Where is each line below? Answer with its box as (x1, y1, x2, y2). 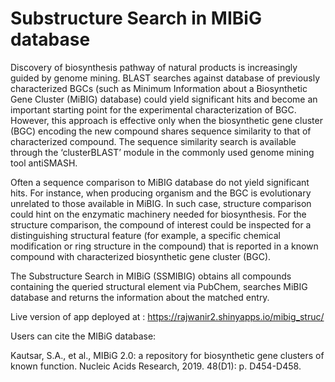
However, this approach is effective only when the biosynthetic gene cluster (10, 114, 323, 126)
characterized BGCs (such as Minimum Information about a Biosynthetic (10, 82, 308, 94)
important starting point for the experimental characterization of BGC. (10, 103, 297, 116)
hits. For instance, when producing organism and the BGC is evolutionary (10, 187, 312, 199)
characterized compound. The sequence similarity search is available (10, 135, 297, 147)
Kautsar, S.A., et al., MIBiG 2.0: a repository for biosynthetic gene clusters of (10, 349, 325, 361)
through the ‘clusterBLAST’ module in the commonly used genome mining (10, 146, 315, 158)
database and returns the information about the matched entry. (10, 291, 270, 303)
